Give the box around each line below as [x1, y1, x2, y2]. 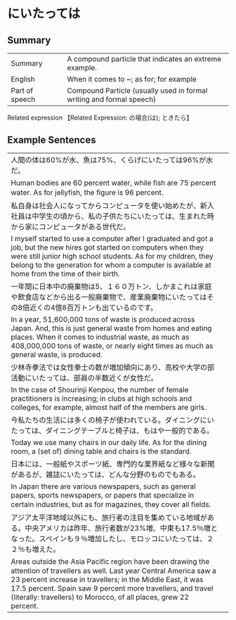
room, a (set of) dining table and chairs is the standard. [11, 446, 192, 456]
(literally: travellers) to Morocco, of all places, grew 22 [11, 593, 190, 602]
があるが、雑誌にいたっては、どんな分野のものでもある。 [11, 470, 200, 479]
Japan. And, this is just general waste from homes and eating [11, 323, 212, 333]
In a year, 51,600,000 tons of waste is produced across [11, 315, 195, 325]
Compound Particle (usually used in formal [66, 86, 208, 95]
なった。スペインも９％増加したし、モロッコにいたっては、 [11, 534, 207, 544]
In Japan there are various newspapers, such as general [11, 482, 196, 491]
